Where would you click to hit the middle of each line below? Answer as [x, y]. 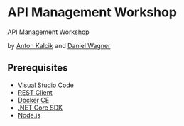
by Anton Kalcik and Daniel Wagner [59, 45]
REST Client [35, 92]
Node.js [29, 115]
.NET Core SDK [40, 108]
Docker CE [33, 100]
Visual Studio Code [46, 85]
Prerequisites [38, 68]
